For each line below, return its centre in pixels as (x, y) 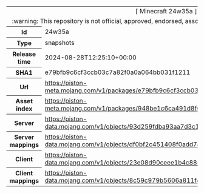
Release (24, 54)
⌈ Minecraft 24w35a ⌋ (166, 11)
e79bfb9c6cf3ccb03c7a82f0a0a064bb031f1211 (117, 72)
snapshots (59, 43)
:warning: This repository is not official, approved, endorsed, (98, 21)
